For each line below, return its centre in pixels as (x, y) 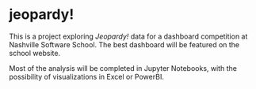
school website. (35, 53)
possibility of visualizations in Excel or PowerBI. (87, 76)
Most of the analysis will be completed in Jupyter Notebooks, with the (123, 68)
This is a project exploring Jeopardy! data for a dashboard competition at (128, 36)
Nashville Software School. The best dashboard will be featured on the (124, 44)
